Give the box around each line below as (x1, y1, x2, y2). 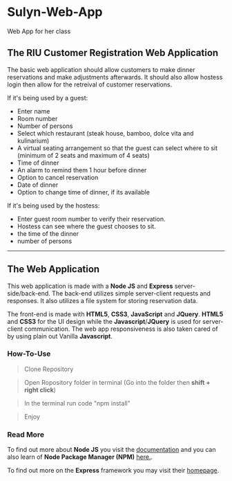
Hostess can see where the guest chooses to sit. (17, 222, 157, 230)
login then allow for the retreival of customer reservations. (7, 80, 173, 89)
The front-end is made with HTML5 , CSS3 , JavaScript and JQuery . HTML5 (7, 309, 224, 318)
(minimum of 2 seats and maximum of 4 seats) (17, 151, 150, 159)
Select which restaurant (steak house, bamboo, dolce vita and (17, 129, 194, 137)
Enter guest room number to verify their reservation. (17, 215, 166, 223)
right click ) (23, 385, 57, 394)
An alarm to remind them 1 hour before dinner (17, 165, 147, 174)
